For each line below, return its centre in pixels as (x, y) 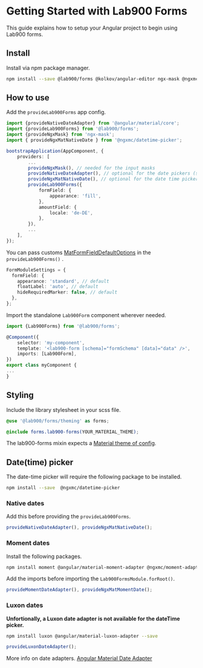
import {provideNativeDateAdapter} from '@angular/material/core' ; (93, 123)
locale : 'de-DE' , (71, 213)
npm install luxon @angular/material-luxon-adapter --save (82, 636)
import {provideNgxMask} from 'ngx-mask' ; (60, 135)
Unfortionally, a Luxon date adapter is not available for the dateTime (93, 618)
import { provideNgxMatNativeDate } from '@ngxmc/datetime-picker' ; (94, 140)
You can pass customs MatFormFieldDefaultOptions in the (79, 252)
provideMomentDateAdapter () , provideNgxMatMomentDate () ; (79, 590)
